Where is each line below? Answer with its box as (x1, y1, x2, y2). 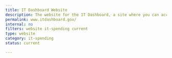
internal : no (5, 21, 33, 27)
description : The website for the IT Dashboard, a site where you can (5, 12, 159, 17)
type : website (5, 31, 36, 36)
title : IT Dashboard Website (5, 7, 68, 13)
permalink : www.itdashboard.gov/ (5, 17, 77, 22)
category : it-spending (5, 36, 54, 41)
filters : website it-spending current (5, 26, 88, 32)
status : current (5, 41, 40, 46)
